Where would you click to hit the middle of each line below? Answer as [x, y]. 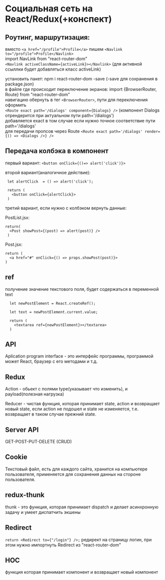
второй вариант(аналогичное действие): [48, 172]
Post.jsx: [14, 244]
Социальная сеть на [49, 9]
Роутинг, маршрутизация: [48, 37]
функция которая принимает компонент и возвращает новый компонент [82, 572]
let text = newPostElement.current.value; [54, 312]
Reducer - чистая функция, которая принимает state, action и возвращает [82, 404]
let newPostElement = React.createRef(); [53, 303]
